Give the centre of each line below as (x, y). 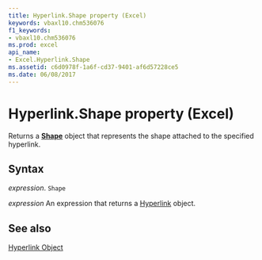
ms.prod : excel (33, 45)
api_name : (25, 52)
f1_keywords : (30, 30)
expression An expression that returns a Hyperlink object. (102, 204)
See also (30, 228)
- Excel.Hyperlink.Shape (49, 60)
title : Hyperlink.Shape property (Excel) (78, 15)
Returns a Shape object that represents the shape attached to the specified (131, 136)
